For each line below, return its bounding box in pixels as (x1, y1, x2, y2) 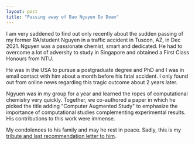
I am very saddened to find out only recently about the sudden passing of (6, 30, 183, 37)
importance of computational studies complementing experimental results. (6, 109, 186, 116)
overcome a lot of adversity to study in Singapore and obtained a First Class (6, 49, 189, 56)
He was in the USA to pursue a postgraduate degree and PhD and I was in (6, 66, 184, 73)
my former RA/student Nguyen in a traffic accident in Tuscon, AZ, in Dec (6, 36, 181, 43)
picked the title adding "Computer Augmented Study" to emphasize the (6, 102, 178, 109)
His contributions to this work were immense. (6, 115, 115, 122)
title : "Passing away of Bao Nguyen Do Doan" (6, 14, 119, 20)
